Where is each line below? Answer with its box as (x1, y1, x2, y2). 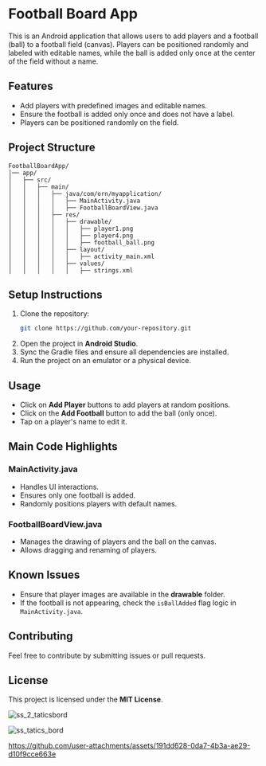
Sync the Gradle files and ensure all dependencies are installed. (19, 347, 229, 357)
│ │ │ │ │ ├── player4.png (8, 232, 134, 240)
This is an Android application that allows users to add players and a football (8, 31, 259, 41)
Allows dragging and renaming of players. (19, 545, 158, 555)
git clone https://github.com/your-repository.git (19, 324, 192, 333)
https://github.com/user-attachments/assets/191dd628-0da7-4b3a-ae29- (8, 741, 251, 751)
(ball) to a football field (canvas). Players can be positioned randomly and (8, 39, 249, 49)
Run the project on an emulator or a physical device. (19, 356, 191, 365)
